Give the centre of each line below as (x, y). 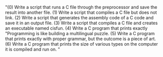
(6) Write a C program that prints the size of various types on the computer (82, 44)
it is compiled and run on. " (33, 49)
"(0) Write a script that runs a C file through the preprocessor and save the (81, 7)
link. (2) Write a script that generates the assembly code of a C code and (79, 18)
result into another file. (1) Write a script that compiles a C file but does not (81, 12)
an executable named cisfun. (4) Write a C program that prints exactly (76, 28)
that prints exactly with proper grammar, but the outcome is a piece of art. (81, 39)
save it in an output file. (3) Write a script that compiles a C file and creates (81, 23)
